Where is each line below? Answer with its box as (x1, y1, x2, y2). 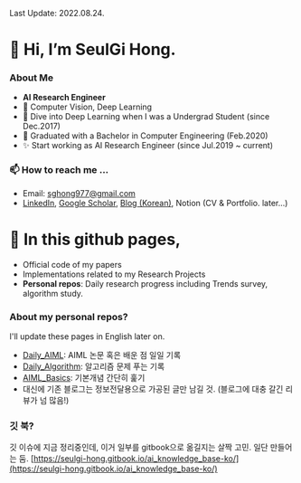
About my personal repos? (9, 310, 128, 323)
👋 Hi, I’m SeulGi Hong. (9, 40, 176, 60)
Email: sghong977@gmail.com (22, 187, 136, 198)
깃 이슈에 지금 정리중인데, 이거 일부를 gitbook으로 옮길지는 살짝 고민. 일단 (9, 442, 268, 453)
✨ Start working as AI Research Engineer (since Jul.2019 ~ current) (22, 140, 274, 151)
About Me (9, 71, 54, 84)
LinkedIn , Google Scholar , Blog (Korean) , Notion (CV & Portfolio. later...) (22, 197, 288, 208)
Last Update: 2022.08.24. (9, 8, 105, 18)
